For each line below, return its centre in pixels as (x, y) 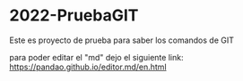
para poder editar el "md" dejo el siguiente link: (96, 57)
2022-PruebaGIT (74, 16)
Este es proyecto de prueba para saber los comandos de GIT (122, 40)
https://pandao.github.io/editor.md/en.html (88, 67)
